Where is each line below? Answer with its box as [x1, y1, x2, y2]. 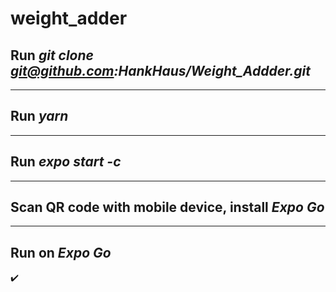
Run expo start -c [10, 153, 122, 171]
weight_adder [10, 7, 128, 30]
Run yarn [10, 108, 69, 125]
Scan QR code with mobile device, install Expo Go [10, 199, 325, 216]
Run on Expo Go [10, 244, 112, 261]
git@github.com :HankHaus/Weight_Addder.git [10, 62, 311, 79]
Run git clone [10, 47, 94, 64]
